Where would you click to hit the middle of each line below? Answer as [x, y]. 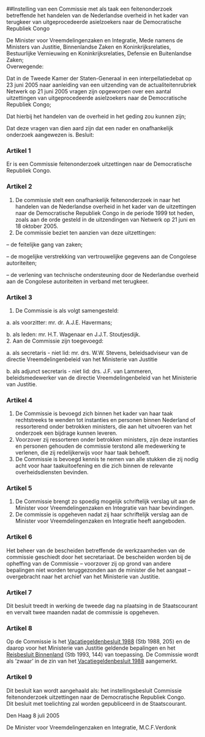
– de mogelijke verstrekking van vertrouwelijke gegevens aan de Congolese [102, 256]
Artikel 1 [19, 150]
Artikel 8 [19, 628]
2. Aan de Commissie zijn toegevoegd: [55, 341]
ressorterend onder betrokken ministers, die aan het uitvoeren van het [103, 427]
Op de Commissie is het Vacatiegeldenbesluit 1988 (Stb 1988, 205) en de [99, 642]
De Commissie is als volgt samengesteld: [67, 310]
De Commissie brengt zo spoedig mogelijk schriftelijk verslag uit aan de [105, 501]
